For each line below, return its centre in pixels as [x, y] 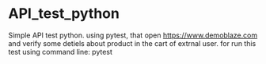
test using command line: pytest [61, 52]
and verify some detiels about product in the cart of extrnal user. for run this [132, 43]
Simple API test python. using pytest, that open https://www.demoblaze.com [133, 35]
